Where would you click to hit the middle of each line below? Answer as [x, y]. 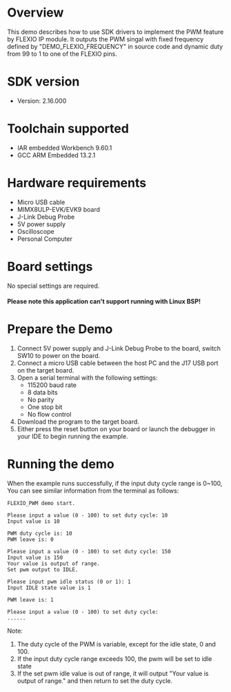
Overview [36, 13]
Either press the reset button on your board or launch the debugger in [116, 429]
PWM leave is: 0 [30, 540]
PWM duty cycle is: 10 [40, 534]
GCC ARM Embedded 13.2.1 [56, 155]
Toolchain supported [68, 129]
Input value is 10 [33, 522]
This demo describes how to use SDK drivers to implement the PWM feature [115, 32]
